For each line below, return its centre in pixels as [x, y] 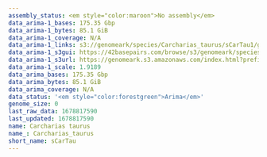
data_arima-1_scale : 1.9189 [55, 67]
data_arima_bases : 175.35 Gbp [58, 75]
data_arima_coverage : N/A [51, 89]
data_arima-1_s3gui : [43, 52]
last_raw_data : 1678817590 [53, 112]
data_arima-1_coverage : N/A [55, 38]
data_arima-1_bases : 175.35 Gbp [62, 23]
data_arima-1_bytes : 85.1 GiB [58, 30]
